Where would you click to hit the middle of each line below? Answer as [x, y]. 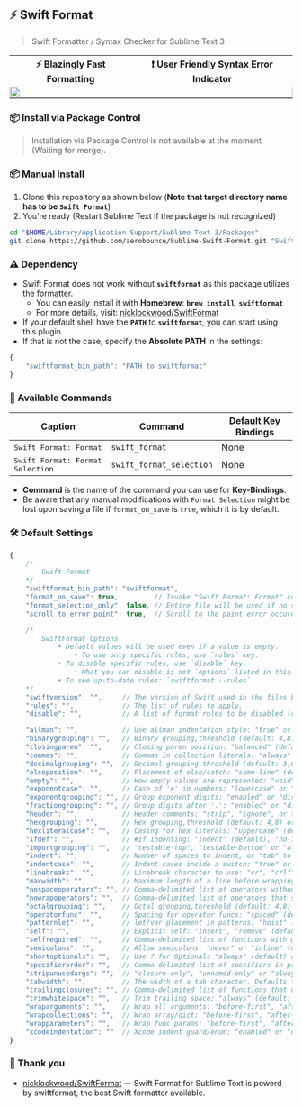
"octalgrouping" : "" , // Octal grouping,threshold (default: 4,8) [159, 906]
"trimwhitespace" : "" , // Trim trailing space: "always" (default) [159, 999]
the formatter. [48, 293]
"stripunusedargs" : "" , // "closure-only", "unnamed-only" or [147, 973]
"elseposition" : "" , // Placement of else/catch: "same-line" [152, 772]
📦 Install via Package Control [75, 117]
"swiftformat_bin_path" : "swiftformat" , [102, 589]
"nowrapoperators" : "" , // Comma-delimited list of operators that [156, 898]
